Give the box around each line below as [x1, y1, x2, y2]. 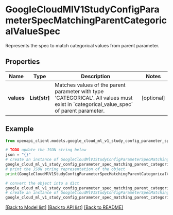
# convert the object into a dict [5, 181, 80, 186]
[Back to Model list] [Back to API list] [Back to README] [5, 204, 124, 210]
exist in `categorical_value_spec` [55, 100, 133, 107]
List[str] [29, 94, 50, 101]
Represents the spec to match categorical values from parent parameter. [5, 42, 160, 48]
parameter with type [55, 87, 104, 95]
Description [81, 73, 111, 80]
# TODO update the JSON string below [5, 148, 86, 153]
